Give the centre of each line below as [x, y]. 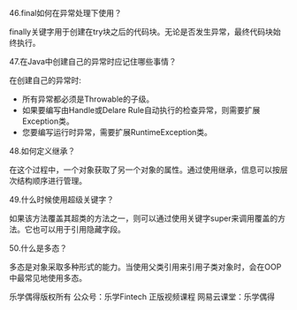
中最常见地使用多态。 [48, 278]
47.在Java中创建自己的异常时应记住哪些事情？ [93, 61]
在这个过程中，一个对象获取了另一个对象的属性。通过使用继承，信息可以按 [145, 170]
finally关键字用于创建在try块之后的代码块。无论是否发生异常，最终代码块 [141, 32]
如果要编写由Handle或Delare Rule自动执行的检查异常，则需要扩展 [141, 110]
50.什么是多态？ [38, 248]
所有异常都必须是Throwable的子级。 [88, 99]
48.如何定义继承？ [42, 151]
